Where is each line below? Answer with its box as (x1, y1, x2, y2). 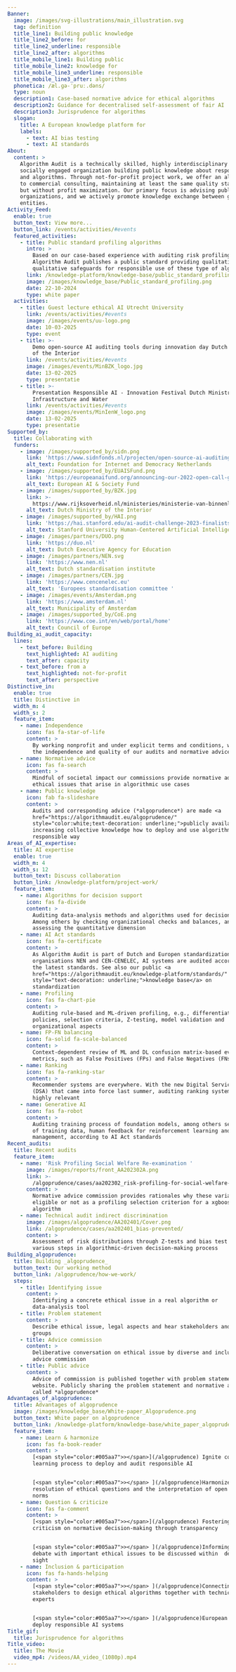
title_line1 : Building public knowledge (13, 30, 133, 37)
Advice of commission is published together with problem (32, 1375, 206, 1383)
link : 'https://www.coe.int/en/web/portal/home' (25, 618, 171, 625)
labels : (20, 128, 42, 135)
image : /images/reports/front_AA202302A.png (25, 1166, 159, 1173)
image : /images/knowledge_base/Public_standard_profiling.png (25, 278, 212, 285)
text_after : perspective (25, 677, 99, 684)
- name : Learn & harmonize (20, 1434, 99, 1441)
